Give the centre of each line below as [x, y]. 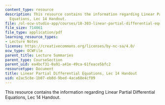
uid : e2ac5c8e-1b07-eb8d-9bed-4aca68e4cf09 [50, 78]
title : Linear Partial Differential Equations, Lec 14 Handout [71, 74]
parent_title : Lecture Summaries [39, 55]
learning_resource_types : [31, 37]
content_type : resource [29, 10]
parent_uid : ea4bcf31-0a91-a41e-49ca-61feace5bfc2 [58, 64]
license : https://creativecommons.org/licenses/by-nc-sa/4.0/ [70, 46]
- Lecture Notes [22, 42]
